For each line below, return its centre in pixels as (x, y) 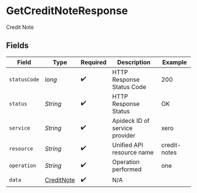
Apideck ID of (131, 121)
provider (124, 135)
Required (94, 62)
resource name (133, 152)
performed (127, 169)
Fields (18, 46)
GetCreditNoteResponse (67, 11)
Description (134, 62)
